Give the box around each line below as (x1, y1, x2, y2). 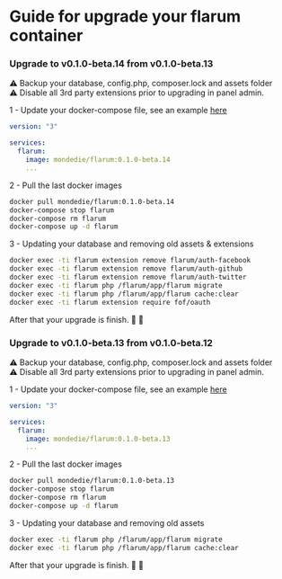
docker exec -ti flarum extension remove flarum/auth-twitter (9, 272, 247, 282)
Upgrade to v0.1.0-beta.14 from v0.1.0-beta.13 (9, 58, 214, 70)
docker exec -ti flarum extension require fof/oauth (9, 298, 211, 307)
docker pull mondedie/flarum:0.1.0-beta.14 (9, 197, 175, 206)
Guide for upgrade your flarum (9, 6, 242, 27)
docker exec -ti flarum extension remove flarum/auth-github (9, 264, 243, 273)
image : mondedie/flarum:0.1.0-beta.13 (25, 434, 171, 443)
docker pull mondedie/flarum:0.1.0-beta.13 (9, 477, 175, 485)
